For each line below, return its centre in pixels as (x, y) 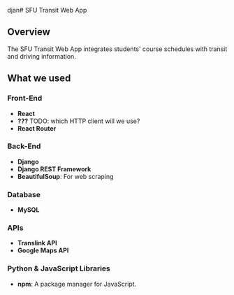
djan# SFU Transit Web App (47, 10)
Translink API (37, 243)
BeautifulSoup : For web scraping (65, 176)
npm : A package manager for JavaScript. (77, 284)
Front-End (25, 99)
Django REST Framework (54, 169)
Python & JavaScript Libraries (59, 268)
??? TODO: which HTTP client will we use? (79, 121)
